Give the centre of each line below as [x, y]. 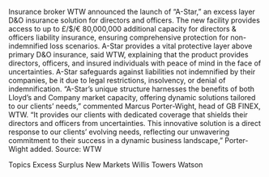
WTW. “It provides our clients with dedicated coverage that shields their [128, 115]
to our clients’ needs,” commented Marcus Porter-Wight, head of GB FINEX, [134, 106]
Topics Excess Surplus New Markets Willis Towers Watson [106, 164]
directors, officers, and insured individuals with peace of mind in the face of [135, 63]
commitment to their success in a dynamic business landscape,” [116, 140]
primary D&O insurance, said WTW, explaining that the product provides [128, 55]
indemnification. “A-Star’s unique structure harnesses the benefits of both [132, 89]
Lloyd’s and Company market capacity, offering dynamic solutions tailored [132, 97]
